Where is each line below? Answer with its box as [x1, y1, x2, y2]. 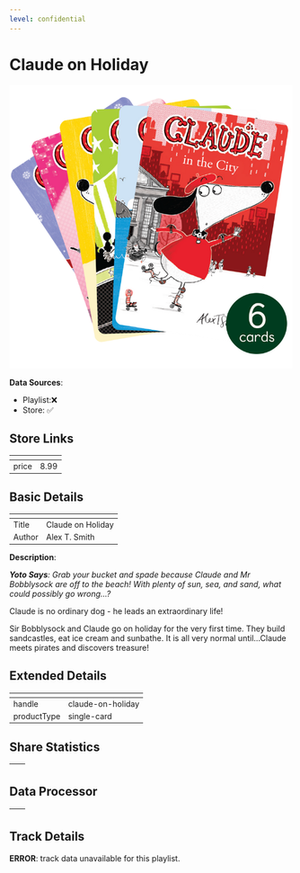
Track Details [9, 829, 85, 844]
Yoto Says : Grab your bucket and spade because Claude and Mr [9, 569, 251, 580]
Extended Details [9, 668, 108, 683]
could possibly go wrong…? [9, 588, 111, 599]
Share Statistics [9, 739, 101, 754]
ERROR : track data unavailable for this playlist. [9, 852, 181, 863]
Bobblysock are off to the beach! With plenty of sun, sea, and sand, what [9, 578, 282, 589]
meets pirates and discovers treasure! [9, 642, 150, 653]
